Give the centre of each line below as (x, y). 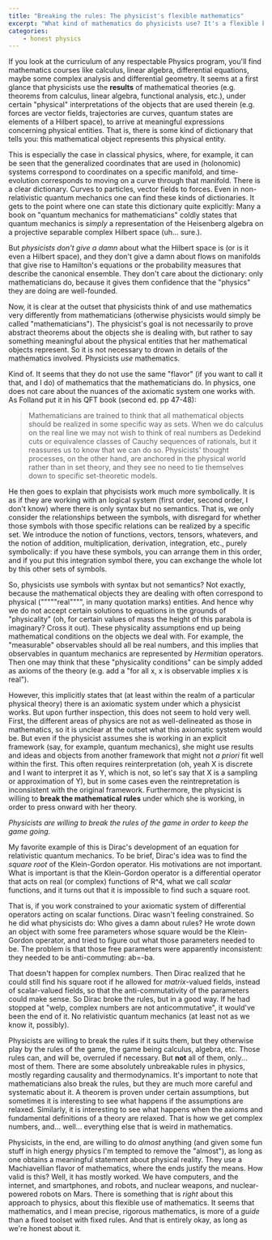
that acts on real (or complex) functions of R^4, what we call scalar (120, 882)
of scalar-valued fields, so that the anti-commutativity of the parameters (129, 990)
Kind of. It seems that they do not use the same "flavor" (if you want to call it (136, 374)
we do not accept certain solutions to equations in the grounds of (117, 611)
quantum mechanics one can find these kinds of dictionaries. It (149, 198)
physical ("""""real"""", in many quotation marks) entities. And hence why (131, 602)
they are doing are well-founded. (63, 291)
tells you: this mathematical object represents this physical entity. (117, 139)
